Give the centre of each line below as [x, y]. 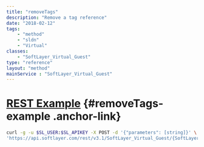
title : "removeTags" [32, 12]
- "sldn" [28, 40]
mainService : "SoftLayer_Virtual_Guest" [59, 74]
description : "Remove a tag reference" [57, 18]
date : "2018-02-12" [31, 23]
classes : [17, 51]
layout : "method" [28, 68]
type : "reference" [29, 62]
